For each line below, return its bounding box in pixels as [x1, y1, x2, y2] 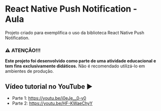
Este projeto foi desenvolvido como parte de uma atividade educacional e [5, 58, 156, 64]
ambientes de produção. [5, 68, 54, 74]
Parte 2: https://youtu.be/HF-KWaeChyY [12, 100, 93, 106]
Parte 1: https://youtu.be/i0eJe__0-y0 [12, 95, 86, 101]
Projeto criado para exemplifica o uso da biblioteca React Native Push [5, 30, 145, 35]
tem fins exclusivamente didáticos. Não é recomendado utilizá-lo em [5, 63, 145, 69]
